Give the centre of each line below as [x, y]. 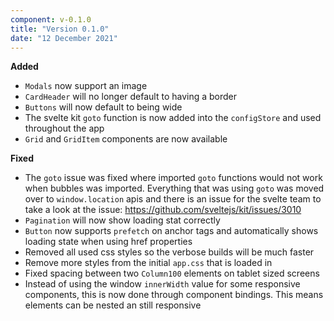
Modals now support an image [86, 86]
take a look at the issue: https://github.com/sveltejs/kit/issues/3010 [163, 210]
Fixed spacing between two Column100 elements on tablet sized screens [172, 273]
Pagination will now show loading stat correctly [122, 220]
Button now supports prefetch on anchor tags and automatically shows [171, 231]
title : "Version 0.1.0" [60, 29]
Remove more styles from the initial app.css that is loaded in [148, 263]
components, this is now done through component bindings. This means [174, 295]
